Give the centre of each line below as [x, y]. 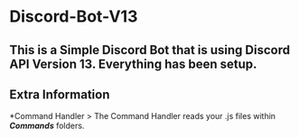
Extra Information [60, 94]
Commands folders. [47, 126]
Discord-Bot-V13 [74, 17]
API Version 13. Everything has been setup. [133, 64]
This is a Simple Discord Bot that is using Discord [150, 50]
